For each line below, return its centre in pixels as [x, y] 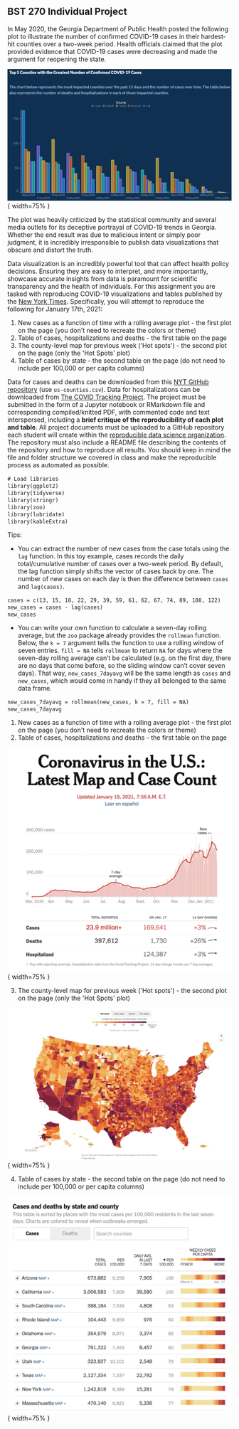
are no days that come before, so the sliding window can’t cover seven [121, 666]
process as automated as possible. [58, 465]
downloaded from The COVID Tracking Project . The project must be [107, 397]
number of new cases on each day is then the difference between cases [123, 579]
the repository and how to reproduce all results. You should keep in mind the [119, 450]
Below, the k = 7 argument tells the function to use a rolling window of [121, 643]
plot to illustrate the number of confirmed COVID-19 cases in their [103, 36]
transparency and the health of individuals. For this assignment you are [111, 287]
